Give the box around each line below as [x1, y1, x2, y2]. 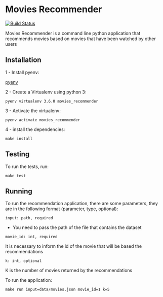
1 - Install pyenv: [5, 69, 39, 75]
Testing [5, 150, 30, 158]
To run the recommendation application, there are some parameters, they [5, 201, 158, 207]
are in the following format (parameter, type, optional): [5, 206, 118, 212]
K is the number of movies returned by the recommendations [5, 268, 133, 274]
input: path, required [5, 216, 53, 221]
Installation [5, 56, 42, 64]
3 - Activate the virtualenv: [5, 108, 61, 114]
